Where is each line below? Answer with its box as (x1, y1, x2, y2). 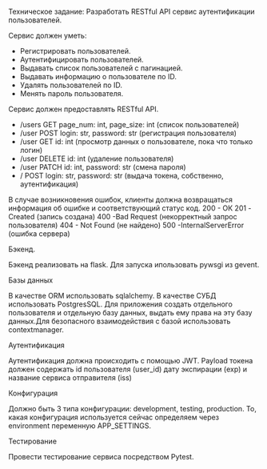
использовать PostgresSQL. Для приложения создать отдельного (8, 299, 233, 309)
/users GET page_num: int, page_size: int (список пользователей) (19, 120, 240, 129)
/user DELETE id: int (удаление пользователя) (19, 154, 174, 163)
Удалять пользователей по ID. (19, 80, 122, 90)
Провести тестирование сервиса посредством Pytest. (8, 452, 194, 461)
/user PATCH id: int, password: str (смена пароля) (19, 162, 186, 171)
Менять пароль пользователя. (19, 89, 124, 98)
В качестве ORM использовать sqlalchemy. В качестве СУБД (8, 291, 217, 300)
